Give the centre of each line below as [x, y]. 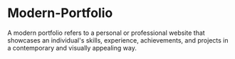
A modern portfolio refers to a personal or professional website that [106, 33]
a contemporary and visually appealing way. [72, 48]
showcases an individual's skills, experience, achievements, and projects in [118, 40]
